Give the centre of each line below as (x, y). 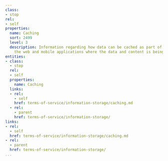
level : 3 (19, 43)
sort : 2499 (21, 38)
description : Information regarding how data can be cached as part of (86, 47)
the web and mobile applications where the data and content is (82, 52)
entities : (15, 56)
